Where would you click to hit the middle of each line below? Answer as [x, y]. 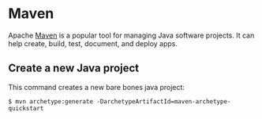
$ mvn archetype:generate [51, 101]
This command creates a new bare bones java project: [97, 87]
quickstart [26, 108]
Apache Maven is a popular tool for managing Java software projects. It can [131, 35]
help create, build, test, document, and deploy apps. [93, 43]
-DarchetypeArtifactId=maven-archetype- [163, 101]
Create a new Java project [74, 69]
